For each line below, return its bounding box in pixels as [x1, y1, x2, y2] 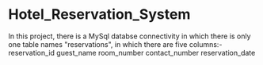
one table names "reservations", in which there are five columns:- [8, 39, 223, 49]
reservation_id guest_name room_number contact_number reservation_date [8, 48, 256, 57]
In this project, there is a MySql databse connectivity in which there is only [8, 31, 251, 41]
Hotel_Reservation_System [8, 5, 191, 23]
